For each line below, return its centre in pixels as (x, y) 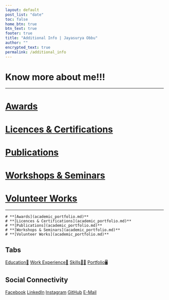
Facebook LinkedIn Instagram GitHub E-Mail (51, 292)
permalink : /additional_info (36, 52)
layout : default (22, 10)
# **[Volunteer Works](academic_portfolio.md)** (57, 234)
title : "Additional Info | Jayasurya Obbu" (52, 38)
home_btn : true (21, 24)
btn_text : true (21, 29)
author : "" (17, 43)
